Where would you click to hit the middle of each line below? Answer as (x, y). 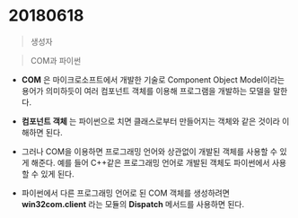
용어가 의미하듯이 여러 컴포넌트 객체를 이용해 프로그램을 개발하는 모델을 (146, 91)
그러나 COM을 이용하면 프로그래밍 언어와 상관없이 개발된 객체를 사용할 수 (149, 151)
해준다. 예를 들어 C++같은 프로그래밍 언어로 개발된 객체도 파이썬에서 (150, 162)
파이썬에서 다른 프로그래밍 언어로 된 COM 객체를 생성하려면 (126, 193)
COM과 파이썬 (56, 60)
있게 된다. (57, 174)
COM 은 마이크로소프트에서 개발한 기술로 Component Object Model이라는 (153, 79)
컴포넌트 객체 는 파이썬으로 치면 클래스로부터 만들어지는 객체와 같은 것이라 (150, 121)
